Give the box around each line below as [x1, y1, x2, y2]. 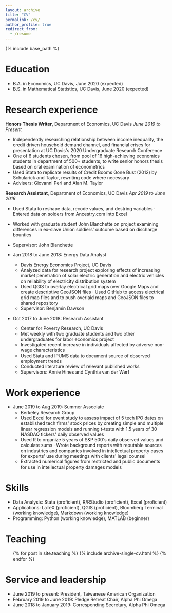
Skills [5, 482, 29, 493]
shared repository [20, 300, 58, 306]
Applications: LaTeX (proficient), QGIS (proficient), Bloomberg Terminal [12, 504, 163, 510]
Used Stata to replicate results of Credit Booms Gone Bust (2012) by [12, 169, 157, 175]
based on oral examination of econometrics [12, 163, 105, 170]
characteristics [33, 347, 65, 353]
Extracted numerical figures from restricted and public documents [20, 458, 161, 465]
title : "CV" [5, 12, 31, 17]
